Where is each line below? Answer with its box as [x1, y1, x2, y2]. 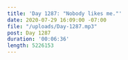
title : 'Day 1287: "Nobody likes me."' [7, 10, 122, 17]
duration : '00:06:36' [7, 36, 70, 43]
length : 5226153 [7, 42, 54, 49]
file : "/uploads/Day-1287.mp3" [7, 23, 98, 30]
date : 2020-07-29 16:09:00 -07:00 [7, 17, 107, 23]
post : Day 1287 [7, 29, 51, 37]
